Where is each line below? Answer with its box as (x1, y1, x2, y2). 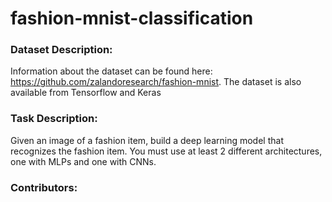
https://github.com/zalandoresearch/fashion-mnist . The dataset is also (10, 76, 302, 88)
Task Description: (10, 112, 98, 126)
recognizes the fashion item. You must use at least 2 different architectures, (10, 145, 323, 157)
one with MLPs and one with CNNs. (10, 155, 157, 167)
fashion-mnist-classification (10, 7, 254, 30)
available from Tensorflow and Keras (10, 87, 162, 99)
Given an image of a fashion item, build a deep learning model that (10, 134, 284, 146)
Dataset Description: (10, 43, 113, 57)
